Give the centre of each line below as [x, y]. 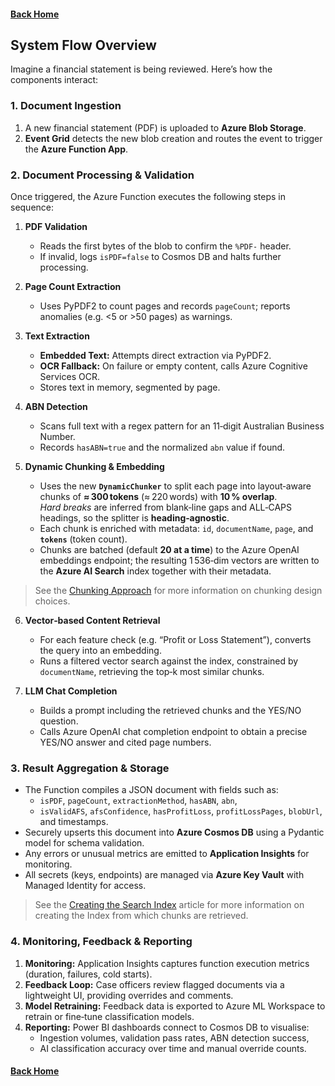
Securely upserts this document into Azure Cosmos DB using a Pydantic [174, 832]
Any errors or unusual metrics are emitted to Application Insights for [167, 854]
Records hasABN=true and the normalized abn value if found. [162, 447]
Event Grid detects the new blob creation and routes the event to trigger [173, 138]
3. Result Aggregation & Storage [90, 768]
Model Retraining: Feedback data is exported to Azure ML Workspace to [175, 1006]
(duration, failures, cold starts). [88, 974]
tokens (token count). [83, 539]
